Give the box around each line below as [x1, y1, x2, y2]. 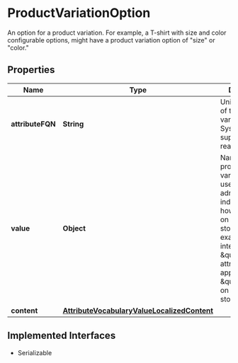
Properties [7, 64, 55, 76]
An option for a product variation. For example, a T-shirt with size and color [7, 28, 227, 37]
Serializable [17, 348, 52, 357]
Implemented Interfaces [7, 330, 116, 342]
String [62, 119, 84, 129]
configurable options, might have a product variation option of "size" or [7, 35, 215, 44]
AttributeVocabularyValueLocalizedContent [62, 306, 214, 316]
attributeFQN [11, 119, 57, 129]
